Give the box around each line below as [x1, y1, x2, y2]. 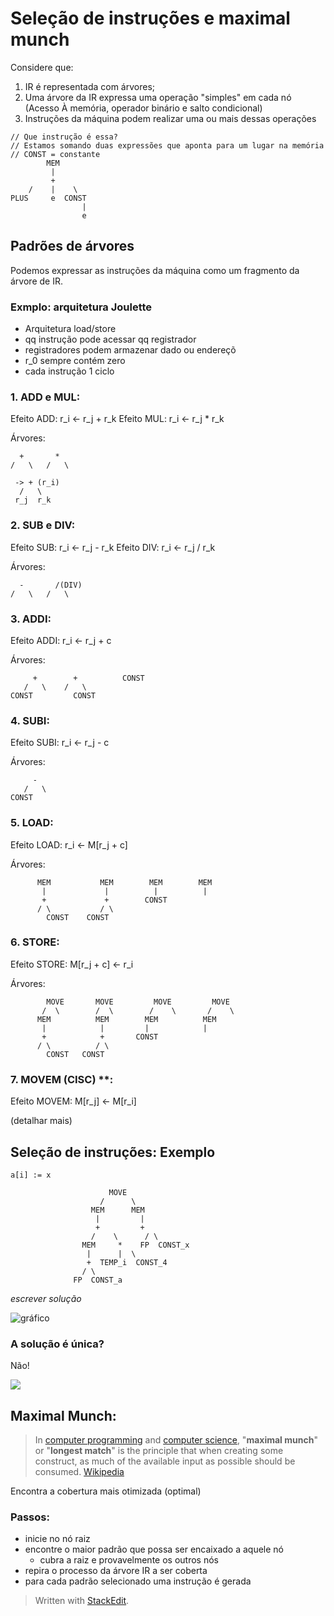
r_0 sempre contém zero [24, 355, 126, 367]
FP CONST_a [73, 1275, 123, 1285]
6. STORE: [10, 935, 60, 949]
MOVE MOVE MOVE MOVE [46, 997, 230, 1007]
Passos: [10, 1510, 50, 1524]
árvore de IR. [10, 275, 63, 287]
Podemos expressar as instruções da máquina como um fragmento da [10, 264, 300, 276]
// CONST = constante [10, 149, 101, 159]
